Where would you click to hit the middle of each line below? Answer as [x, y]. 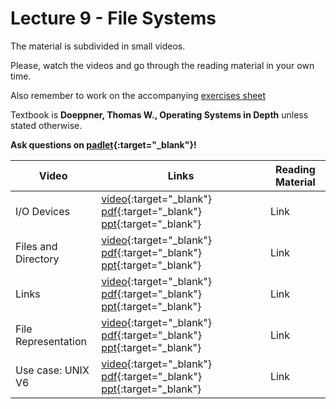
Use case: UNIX [52, 370]
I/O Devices [42, 211]
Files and [36, 246]
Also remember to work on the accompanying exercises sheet [138, 95]
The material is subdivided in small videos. [98, 46]
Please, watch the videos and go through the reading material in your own [162, 65]
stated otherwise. [46, 125]
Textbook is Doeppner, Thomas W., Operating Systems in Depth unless [159, 114]
